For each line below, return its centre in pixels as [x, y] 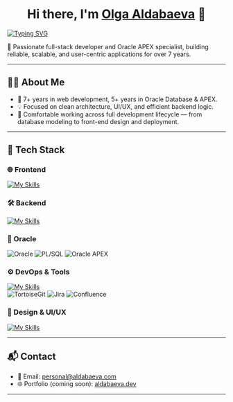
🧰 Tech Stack [36, 150]
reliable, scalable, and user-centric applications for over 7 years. [99, 54]
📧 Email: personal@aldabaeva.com [67, 376]
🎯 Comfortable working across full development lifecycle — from [110, 114]
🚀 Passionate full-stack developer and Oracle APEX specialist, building [108, 46]
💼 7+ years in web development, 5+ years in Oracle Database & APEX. [117, 99]
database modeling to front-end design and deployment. [98, 121]
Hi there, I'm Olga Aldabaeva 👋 [116, 14]
